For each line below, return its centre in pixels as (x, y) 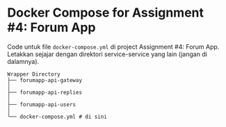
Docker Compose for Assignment (105, 13)
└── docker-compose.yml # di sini (57, 117)
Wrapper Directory (34, 74)
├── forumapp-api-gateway (45, 80)
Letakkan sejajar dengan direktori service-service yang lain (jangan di (107, 54)
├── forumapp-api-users (42, 104)
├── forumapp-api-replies (45, 92)
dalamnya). (23, 61)
